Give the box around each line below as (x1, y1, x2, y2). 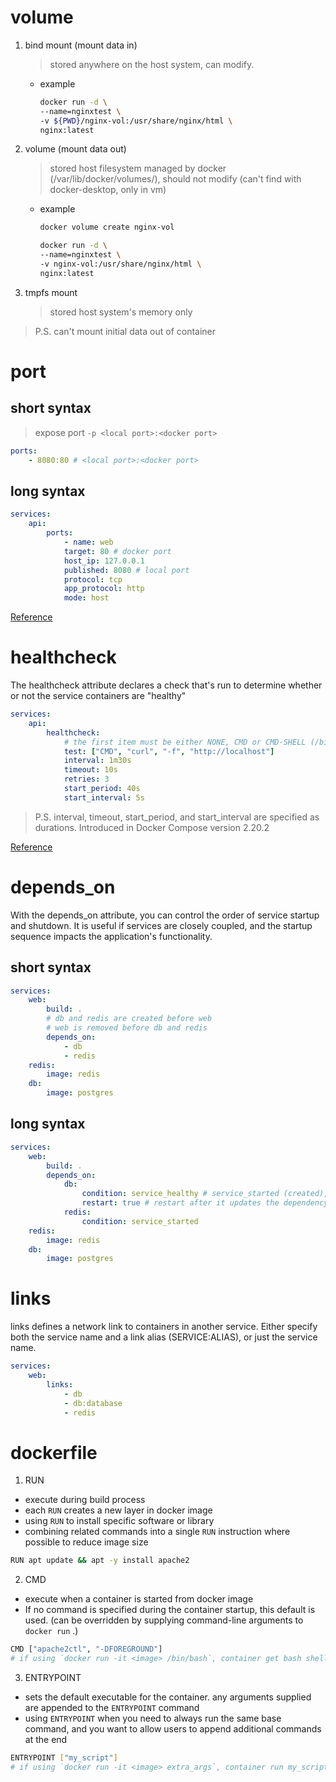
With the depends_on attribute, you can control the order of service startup (10, 909, 320, 921)
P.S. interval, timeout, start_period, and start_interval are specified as (34, 811, 320, 823)
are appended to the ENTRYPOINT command (24, 1702, 200, 1713)
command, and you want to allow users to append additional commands (24, 1723, 322, 1735)
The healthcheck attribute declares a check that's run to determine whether (10, 679, 323, 691)
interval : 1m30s (63, 756, 132, 766)
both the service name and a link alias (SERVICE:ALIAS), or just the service (10, 1331, 318, 1343)
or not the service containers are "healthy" (10, 690, 187, 702)
